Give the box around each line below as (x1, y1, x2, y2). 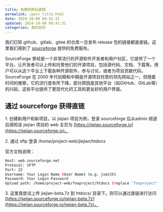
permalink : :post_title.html (5, 12, 64, 17)
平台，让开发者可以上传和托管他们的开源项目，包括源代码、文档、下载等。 (5, 62, 154, 68)
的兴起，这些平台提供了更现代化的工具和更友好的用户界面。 (5, 86, 125, 92)
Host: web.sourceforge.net (5, 158, 60, 163)
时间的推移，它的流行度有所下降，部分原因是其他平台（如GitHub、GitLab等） (5, 80, 158, 86)
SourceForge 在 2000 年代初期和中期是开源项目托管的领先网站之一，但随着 (5, 74, 156, 80)
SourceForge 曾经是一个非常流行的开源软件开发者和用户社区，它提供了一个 (5, 56, 156, 61)
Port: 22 (5, 167, 23, 172)
